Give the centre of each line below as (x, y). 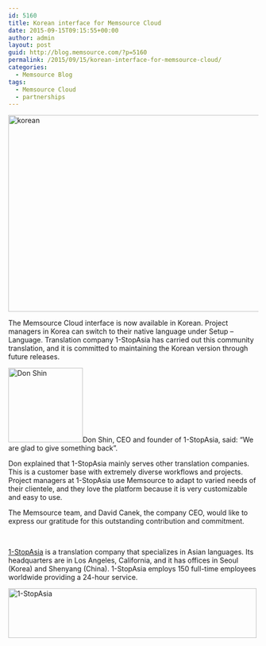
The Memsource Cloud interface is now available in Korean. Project (118, 323)
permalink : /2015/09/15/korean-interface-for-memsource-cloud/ (115, 60)
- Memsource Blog (44, 75)
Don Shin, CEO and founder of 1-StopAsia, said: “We (168, 440)
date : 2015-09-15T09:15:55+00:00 (64, 30)
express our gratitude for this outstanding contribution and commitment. (126, 521)
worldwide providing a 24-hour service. (73, 578)
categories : (28, 68)
